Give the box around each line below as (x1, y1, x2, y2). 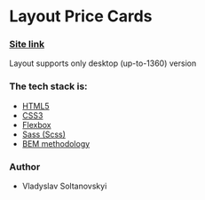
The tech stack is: (9, 80, 88, 92)
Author (9, 160, 41, 172)
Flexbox (21, 119, 51, 130)
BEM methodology (21, 138, 91, 148)
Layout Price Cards (9, 6, 153, 27)
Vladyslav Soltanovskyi (21, 180, 107, 192)
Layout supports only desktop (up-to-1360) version (9, 58, 197, 68)
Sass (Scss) (21, 129, 67, 140)
